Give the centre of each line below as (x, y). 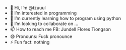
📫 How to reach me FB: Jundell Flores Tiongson (60, 29)
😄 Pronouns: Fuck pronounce (41, 36)
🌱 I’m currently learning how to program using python (66, 18)
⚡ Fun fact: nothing (30, 42)
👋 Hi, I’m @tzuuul (28, 8)
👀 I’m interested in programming (43, 13)
